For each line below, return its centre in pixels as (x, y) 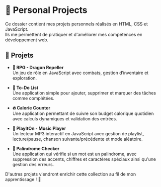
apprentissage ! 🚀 (23, 179)
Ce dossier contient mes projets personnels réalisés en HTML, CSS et (77, 24)
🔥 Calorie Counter (31, 108)
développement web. (27, 40)
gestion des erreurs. (33, 164)
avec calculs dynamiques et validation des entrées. (65, 118)
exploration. (25, 78)
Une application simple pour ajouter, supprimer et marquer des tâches (84, 93)
